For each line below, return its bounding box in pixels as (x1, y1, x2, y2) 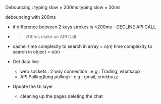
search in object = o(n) (12, 49, 61, 55)
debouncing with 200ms (5, 14, 56, 20)
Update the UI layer (12, 83, 53, 89)
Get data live (12, 59, 39, 65)
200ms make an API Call (25, 34, 77, 39)
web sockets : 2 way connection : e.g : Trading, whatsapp (20, 68, 140, 74)
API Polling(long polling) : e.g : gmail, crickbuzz (20, 74, 119, 80)
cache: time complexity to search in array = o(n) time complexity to (12, 43, 152, 49)
